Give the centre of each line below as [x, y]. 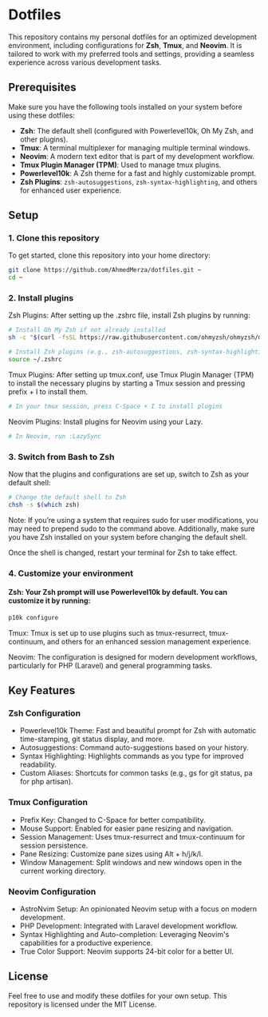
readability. [38, 764]
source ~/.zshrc [35, 360]
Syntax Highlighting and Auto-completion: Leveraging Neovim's [124, 935]
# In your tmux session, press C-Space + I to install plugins [116, 406]
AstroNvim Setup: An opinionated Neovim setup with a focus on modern [138, 909]
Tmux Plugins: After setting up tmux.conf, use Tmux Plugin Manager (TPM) [131, 374]
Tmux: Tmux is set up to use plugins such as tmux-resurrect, [108, 632]
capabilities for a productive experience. [86, 943]
